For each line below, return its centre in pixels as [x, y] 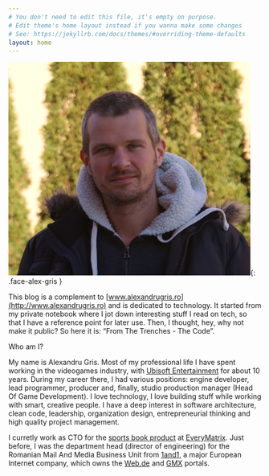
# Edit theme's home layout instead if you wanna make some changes [125, 25]
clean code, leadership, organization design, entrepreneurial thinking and [129, 413]
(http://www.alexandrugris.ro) [57, 306]
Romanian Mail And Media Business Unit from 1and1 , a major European [125, 455]
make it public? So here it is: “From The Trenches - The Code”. [112, 331]
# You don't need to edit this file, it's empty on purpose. [113, 17]
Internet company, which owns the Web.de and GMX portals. [109, 463]
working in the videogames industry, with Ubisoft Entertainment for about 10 [134, 371]
